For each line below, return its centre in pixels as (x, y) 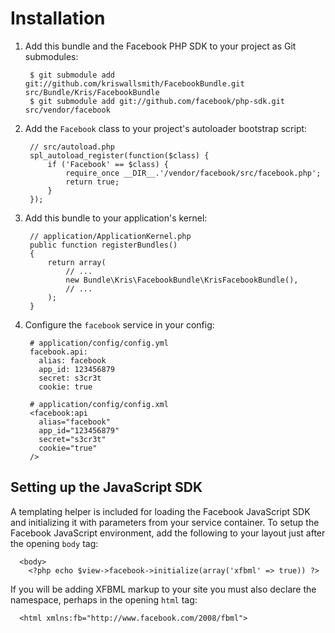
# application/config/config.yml (99, 343)
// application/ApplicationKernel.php (110, 236)
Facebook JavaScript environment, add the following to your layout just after (168, 533)
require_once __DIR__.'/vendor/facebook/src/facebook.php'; (193, 173)
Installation (58, 18)
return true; (92, 182)
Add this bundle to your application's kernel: (116, 218)
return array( (77, 262)
